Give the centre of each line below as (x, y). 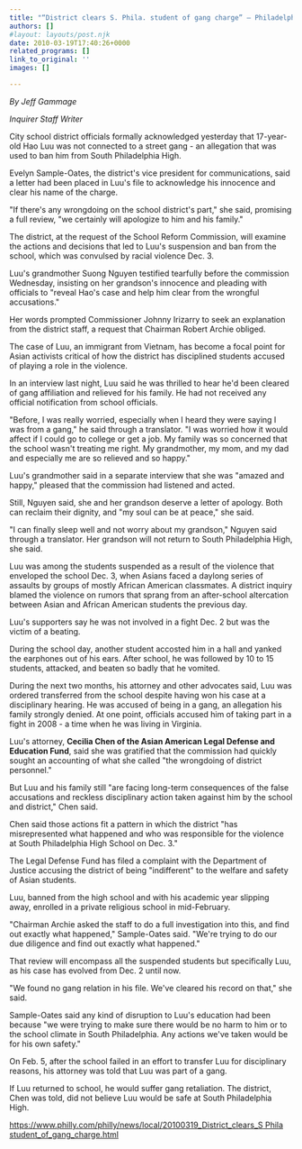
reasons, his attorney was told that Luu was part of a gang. (118, 1071)
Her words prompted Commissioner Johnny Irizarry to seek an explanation (147, 319)
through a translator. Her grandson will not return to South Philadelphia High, (151, 539)
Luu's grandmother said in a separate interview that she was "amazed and (147, 475)
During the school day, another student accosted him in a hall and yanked (146, 649)
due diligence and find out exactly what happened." (105, 944)
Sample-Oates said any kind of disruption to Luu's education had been (140, 1015)
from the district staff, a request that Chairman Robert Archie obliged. (138, 329)
